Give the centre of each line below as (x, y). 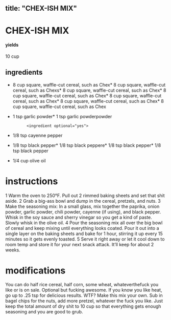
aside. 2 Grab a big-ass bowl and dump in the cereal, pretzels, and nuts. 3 (83, 201)
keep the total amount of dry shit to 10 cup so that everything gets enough (83, 306)
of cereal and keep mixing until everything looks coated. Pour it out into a (82, 228)
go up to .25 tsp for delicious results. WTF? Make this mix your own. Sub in (84, 295)
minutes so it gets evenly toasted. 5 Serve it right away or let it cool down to (85, 239)
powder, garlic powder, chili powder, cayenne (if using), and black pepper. (83, 211)
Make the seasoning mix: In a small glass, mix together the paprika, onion (82, 206)
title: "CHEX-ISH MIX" (41, 8)
